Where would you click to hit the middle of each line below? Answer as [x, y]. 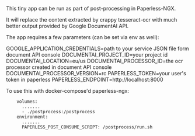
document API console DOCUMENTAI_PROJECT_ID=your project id [87, 55]
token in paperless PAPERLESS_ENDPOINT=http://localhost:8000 [85, 79]
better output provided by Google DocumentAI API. [67, 26]
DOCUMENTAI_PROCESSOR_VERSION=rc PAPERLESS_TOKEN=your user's [96, 73]
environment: [32, 117]
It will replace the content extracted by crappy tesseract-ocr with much [92, 20]
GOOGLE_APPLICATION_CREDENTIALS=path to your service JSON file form [98, 48]
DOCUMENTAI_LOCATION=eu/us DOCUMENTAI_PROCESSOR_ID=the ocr [95, 61]
